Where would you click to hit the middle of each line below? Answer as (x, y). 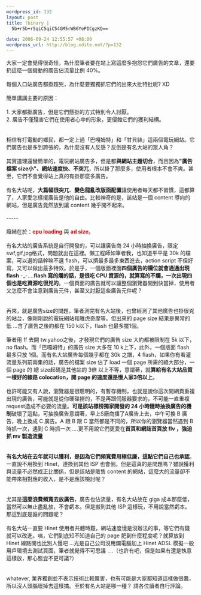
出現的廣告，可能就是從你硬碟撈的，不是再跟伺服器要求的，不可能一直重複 (98, 399)
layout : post (22, 17)
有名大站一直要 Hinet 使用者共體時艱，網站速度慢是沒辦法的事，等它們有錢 (98, 528)
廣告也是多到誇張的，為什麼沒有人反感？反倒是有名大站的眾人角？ (92, 147)
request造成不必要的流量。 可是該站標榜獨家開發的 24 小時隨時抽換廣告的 (96, 406)
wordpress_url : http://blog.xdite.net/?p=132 (64, 45)
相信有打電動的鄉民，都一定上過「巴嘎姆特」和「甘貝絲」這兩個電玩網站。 (98, 140)
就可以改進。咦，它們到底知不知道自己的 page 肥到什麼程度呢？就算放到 (95, 536)
